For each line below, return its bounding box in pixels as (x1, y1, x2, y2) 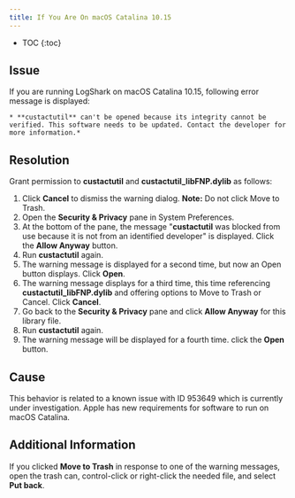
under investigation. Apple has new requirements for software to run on (9, 402, 269, 413)
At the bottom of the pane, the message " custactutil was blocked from (21, 222, 281, 232)
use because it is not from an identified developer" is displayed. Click (21, 231, 275, 242)
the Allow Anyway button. (21, 240, 118, 251)
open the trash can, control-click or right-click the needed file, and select (9, 471, 276, 481)
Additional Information (9, 438, 136, 453)
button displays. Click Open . (21, 268, 125, 279)
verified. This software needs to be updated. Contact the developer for (9, 121, 287, 129)
